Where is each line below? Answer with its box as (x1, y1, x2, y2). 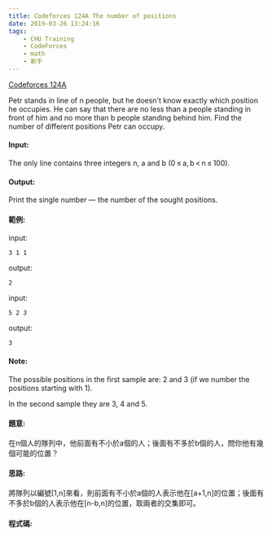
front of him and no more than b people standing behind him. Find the (8, 112, 242, 122)
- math (23, 50, 46, 58)
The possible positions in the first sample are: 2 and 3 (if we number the (8, 374, 250, 384)
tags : (8, 27, 27, 35)
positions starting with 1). (8, 383, 93, 393)
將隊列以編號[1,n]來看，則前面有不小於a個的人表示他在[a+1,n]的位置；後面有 (8, 488, 265, 498)
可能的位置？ (15, 448, 59, 458)
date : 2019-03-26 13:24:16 (8, 20, 100, 28)
